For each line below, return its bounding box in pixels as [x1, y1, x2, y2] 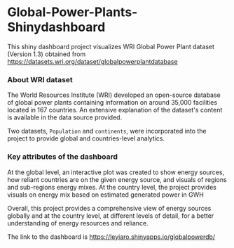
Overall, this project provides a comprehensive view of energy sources [7, 204, 212, 212]
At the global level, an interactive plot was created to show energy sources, [7, 168, 225, 176]
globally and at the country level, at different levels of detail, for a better [7, 211, 214, 220]
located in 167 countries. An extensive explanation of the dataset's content [7, 106, 223, 115]
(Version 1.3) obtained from [7, 50, 86, 58]
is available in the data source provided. [7, 113, 123, 122]
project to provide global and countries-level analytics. [7, 134, 165, 143]
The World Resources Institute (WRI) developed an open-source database [7, 91, 221, 99]
